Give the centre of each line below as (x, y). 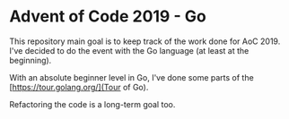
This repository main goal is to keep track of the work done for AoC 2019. (145, 41)
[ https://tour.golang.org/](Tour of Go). (79, 87)
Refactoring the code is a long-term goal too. (92, 104)
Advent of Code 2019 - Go (108, 17)
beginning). (31, 60)
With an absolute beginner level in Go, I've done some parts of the (131, 77)
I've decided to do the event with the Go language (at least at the (129, 50)
